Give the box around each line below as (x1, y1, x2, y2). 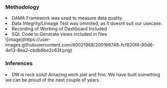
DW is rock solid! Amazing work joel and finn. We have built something (12, 71, 160, 77)
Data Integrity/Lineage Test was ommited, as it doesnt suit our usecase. (12, 20, 162, 26)
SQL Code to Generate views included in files (12, 31, 107, 37)
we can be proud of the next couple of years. (5, 77, 101, 83)
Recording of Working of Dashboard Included (12, 26, 107, 32)
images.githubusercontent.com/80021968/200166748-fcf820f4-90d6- (5, 42, 155, 48)
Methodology (5, 4, 40, 11)
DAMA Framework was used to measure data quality (12, 15, 123, 21)
